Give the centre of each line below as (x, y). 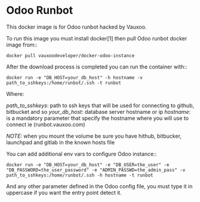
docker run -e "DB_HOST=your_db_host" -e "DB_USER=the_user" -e (88, 164)
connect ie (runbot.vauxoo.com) (46, 124)
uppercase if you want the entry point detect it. (64, 192)
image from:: (22, 45)
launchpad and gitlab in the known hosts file (61, 142)
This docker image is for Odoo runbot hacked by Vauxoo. (76, 27)
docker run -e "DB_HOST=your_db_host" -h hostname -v (75, 77)
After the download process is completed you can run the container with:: (97, 67)
